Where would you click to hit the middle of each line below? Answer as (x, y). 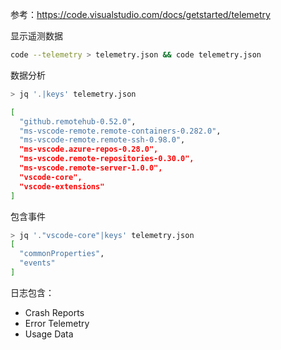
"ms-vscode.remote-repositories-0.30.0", (107, 159)
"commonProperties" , (62, 254)
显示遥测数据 (36, 36)
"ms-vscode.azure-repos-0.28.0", (89, 149)
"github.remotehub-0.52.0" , (78, 121)
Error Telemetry (57, 323)
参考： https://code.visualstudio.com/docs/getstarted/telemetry (140, 14)
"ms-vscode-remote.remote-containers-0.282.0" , (120, 131)
